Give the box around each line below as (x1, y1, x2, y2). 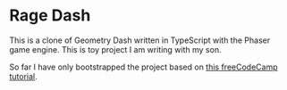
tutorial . (9, 70, 38, 81)
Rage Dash (9, 5, 91, 26)
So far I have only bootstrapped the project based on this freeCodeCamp (9, 61, 278, 72)
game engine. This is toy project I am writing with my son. (9, 44, 222, 54)
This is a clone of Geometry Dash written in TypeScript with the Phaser (9, 35, 271, 45)
